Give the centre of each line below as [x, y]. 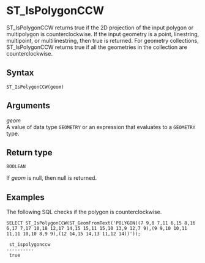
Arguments [28, 106]
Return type [30, 153]
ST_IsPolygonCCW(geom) [35, 87]
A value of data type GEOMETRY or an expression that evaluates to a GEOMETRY [101, 127]
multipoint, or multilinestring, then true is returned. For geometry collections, [102, 40]
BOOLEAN [16, 167]
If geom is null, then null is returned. [51, 178]
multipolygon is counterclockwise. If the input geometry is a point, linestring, [103, 34]
